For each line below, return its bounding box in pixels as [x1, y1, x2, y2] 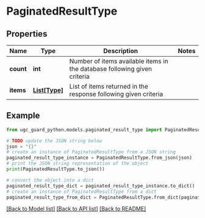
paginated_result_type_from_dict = [6, 194, 97, 200]
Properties [6, 29, 48, 39]
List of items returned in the [69, 82, 148, 90]
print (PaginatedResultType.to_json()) [6, 166, 105, 172]
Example [6, 111, 40, 121]
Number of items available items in [69, 57, 169, 65]
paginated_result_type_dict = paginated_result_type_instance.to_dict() [6, 183, 195, 189]
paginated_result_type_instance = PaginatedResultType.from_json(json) [6, 154, 192, 161]
